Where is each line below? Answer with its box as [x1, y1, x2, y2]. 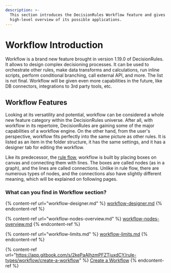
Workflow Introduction [5, 39, 104, 51]
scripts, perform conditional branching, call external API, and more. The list [5, 72, 163, 78]
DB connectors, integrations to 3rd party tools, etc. [5, 83, 112, 90]
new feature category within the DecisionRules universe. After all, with [5, 117, 153, 123]
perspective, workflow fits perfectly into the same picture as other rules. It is [5, 134, 166, 140]
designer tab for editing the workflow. [5, 144, 84, 151]
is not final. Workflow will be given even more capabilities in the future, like [5, 78, 162, 84]
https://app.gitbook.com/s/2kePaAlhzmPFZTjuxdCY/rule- [15, 252, 137, 258]
